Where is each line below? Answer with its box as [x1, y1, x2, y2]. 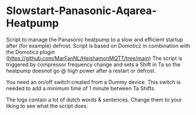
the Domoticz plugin [6, 48, 55, 55]
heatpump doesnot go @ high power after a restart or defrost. [6, 67, 156, 74]
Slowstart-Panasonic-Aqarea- [6, 4, 157, 18]
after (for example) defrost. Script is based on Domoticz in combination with [6, 42, 190, 49]
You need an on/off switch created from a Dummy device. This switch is [6, 78, 181, 86]
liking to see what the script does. [6, 102, 88, 109]
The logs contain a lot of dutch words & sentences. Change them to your [6, 96, 182, 103]
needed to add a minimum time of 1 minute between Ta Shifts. [6, 84, 156, 92]
